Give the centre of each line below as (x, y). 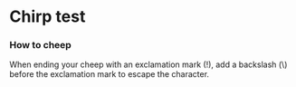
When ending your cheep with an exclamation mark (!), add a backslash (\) (148, 64)
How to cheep (41, 45)
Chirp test (48, 17)
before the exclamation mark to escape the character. (110, 74)
